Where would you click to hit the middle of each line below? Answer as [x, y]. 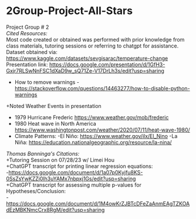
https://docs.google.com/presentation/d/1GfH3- [107, 64]
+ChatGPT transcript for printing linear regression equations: [80, 166]
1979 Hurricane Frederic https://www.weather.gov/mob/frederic [92, 117]
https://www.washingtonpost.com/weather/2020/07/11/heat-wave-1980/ [102, 130]
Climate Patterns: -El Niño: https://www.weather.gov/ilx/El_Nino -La [96, 136]
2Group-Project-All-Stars [70, 11]
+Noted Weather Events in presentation [54, 106]
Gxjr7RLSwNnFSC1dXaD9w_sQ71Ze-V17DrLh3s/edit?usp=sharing [85, 70]
